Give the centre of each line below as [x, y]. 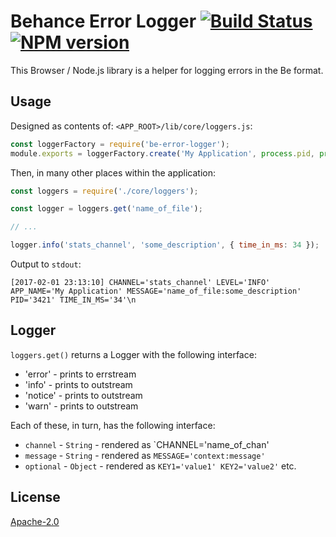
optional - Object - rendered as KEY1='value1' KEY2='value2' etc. [160, 466]
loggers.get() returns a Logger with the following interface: [133, 354]
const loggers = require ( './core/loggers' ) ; [104, 191]
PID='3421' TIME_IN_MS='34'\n [73, 300]
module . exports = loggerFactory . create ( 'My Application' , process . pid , [162, 153]
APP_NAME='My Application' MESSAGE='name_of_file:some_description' [156, 291]
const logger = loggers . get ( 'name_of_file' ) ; [106, 209]
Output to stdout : [46, 264]
